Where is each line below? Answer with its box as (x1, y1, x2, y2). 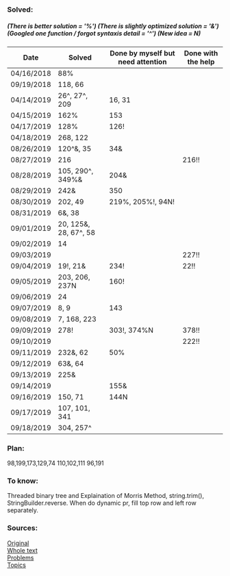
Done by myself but (109, 48, 176, 58)
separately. (7, 506, 39, 514)
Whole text (7, 546, 38, 554)
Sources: (7, 523, 38, 533)
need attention (118, 57, 167, 66)
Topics (7, 560, 26, 569)
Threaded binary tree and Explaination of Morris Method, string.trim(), (7, 492, 204, 500)
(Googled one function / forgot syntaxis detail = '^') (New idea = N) (7, 29, 201, 37)
